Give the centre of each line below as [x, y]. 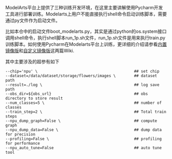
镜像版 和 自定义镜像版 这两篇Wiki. [40, 51]
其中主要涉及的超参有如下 [32, 61]
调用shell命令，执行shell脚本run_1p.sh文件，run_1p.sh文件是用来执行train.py [85, 38]
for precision [21, 134]
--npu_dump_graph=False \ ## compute [81, 121]
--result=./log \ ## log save [82, 85]
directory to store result [34, 98]
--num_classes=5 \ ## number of [83, 103]
